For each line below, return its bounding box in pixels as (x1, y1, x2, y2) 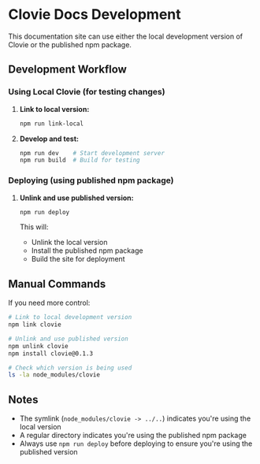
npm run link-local (19, 120, 84, 128)
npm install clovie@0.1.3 (8, 349, 93, 358)
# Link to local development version (8, 314, 132, 321)
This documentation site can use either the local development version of (8, 32, 243, 41)
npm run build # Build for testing (19, 156, 140, 165)
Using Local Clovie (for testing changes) (8, 87, 165, 98)
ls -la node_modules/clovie (8, 371, 101, 379)
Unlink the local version (31, 238, 108, 247)
